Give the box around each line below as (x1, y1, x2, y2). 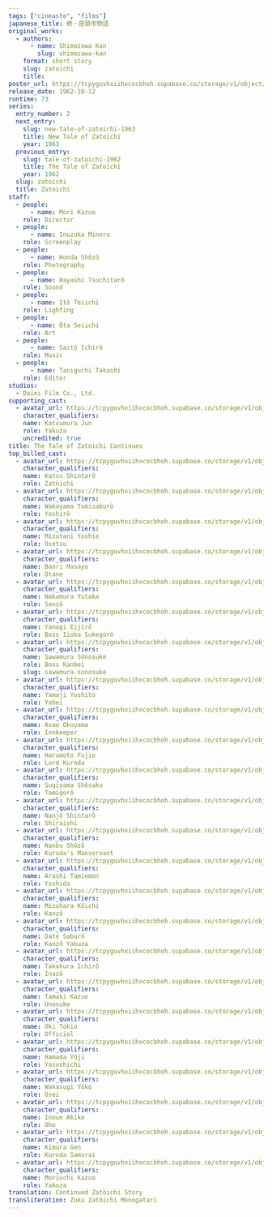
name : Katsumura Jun (23, 419, 92, 428)
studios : (8, 381, 38, 389)
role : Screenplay (23, 239, 82, 247)
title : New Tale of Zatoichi (23, 132, 121, 140)
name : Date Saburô (23, 932, 85, 940)
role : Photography (23, 260, 85, 269)
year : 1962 (23, 170, 60, 178)
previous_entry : (15, 148, 70, 156)
